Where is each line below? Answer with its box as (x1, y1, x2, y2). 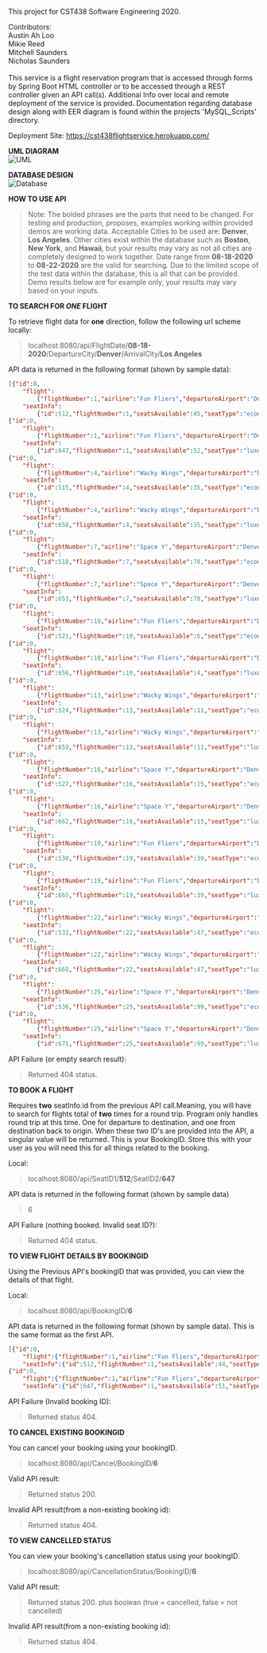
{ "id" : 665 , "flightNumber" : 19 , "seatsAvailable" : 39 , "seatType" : (37, 891, 247, 899)
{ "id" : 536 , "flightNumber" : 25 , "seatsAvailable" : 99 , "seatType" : (37, 1002, 247, 1011)
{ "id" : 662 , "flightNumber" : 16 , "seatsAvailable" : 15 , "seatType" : (37, 817, 247, 825)
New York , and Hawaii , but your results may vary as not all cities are (27, 243, 253, 253)
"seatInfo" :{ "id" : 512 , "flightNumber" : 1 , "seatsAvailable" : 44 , (22, 1360, 229, 1368)
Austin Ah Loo (8, 31, 55, 40)
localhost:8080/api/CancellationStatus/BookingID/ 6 (27, 1567, 197, 1576)
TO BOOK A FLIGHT (8, 1084, 74, 1095)
